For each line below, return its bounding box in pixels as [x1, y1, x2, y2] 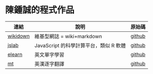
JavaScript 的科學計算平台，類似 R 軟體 [34, 42, 126, 49]
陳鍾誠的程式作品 [5, 4, 75, 16]
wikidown [7, 32, 30, 39]
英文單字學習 [34, 51, 65, 58]
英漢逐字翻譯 [34, 60, 65, 67]
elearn [7, 51, 23, 58]
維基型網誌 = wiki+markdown [34, 33, 102, 40]
